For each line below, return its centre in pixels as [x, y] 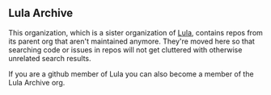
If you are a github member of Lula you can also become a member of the [131, 74]
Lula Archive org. [37, 82]
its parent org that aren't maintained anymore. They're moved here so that [131, 41]
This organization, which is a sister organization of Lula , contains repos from [135, 32]
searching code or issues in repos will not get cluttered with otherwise [125, 50]
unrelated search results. [50, 58]
